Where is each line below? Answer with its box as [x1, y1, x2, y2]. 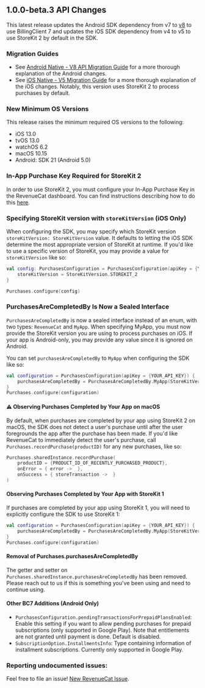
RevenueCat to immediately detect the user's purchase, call [6, 436, 157, 443]
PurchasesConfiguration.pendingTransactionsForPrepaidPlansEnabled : [15, 613, 192, 621]
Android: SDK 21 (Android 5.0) [15, 156, 91, 164]
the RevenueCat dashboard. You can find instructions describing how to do [6, 192, 195, 200]
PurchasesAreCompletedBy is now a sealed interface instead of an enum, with [6, 316, 197, 324]
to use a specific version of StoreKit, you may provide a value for [6, 247, 170, 255]
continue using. [6, 586, 46, 593]
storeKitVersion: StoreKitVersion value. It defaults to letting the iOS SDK [6, 234, 193, 241]
